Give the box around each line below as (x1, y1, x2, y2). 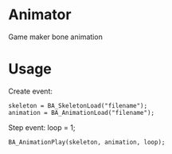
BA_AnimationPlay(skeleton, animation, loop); (8, 138, 166, 146)
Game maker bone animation (8, 32, 104, 41)
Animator (8, 6, 72, 24)
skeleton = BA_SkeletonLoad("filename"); (8, 101, 148, 109)
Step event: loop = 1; (8, 122, 76, 132)
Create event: (8, 86, 53, 96)
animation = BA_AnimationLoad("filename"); (8, 109, 155, 116)
